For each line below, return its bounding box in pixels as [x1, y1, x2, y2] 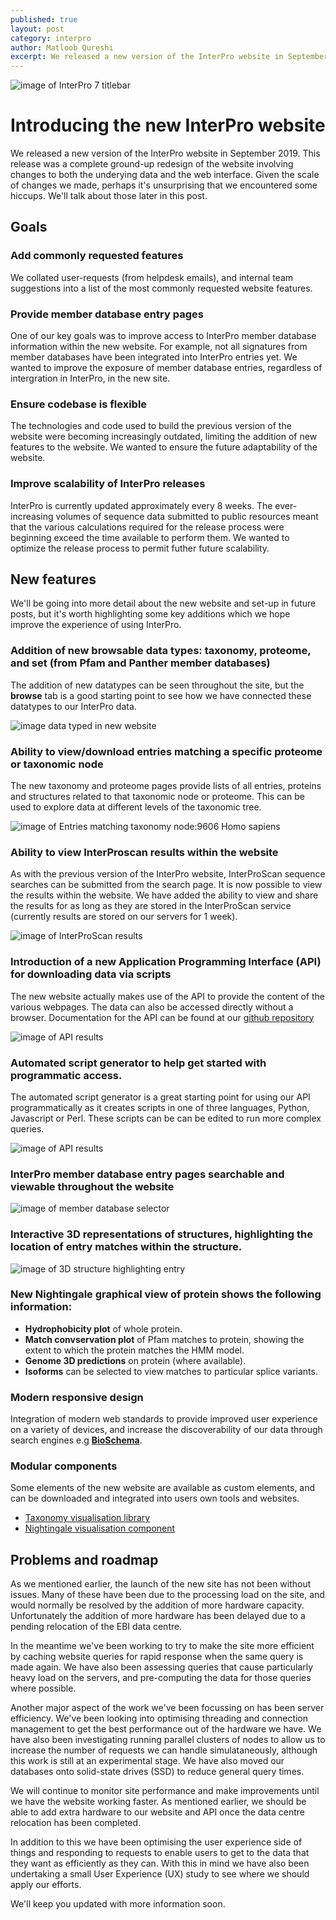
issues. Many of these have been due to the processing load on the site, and [10, 1589, 325, 1601]
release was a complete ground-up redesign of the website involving [10, 158, 294, 170]
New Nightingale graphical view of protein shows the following [10, 1287, 322, 1301]
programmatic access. [10, 1068, 123, 1082]
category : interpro [10, 33, 92, 43]
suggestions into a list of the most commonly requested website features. [10, 282, 313, 294]
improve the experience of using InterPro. [10, 619, 182, 631]
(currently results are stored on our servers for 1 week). [10, 911, 238, 923]
